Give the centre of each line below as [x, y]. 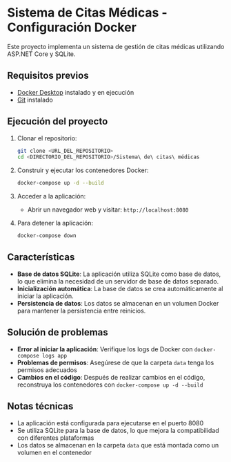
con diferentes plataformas [56, 438]
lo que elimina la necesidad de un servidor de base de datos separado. [118, 281]
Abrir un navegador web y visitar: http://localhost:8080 [108, 210]
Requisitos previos [48, 76]
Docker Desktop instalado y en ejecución [76, 92]
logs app [55, 355]
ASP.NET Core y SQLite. [41, 54]
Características [41, 257]
